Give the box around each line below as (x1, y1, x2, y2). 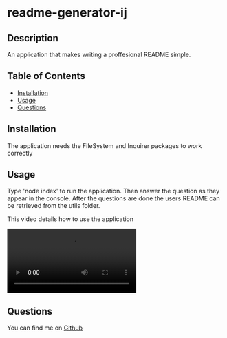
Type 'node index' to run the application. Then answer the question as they (7, 187, 220, 196)
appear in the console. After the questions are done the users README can (7, 194, 220, 202)
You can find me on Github (7, 324, 83, 332)
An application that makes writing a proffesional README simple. (7, 50, 191, 59)
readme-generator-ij (7, 5, 127, 21)
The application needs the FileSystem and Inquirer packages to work (7, 141, 202, 149)
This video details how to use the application (7, 215, 134, 223)
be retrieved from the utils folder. (7, 202, 100, 210)
